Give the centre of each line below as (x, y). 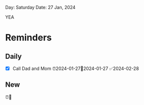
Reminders (29, 38)
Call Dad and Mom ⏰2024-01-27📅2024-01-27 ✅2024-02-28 (76, 68)
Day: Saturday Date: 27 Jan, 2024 (40, 7)
